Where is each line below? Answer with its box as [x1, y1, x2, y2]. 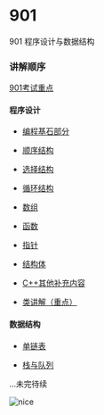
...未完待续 [9, 378, 48, 389]
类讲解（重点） [21, 296, 77, 308]
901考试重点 [9, 82, 54, 94]
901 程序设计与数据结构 [9, 36, 95, 46]
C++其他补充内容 [21, 278, 86, 288]
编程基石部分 [21, 126, 69, 137]
